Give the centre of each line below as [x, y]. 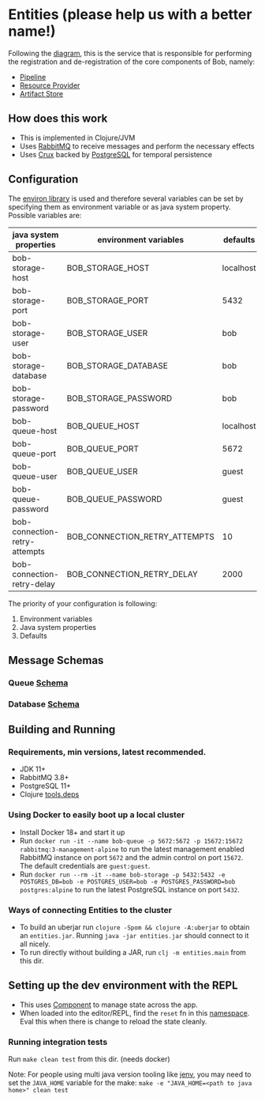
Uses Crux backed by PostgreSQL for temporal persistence [116, 154]
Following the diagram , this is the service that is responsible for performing [130, 53]
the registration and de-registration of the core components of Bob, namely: [132, 62]
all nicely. [35, 944]
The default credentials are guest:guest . [85, 865]
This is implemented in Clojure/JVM [77, 138]
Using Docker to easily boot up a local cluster [97, 815]
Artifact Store [41, 93]
